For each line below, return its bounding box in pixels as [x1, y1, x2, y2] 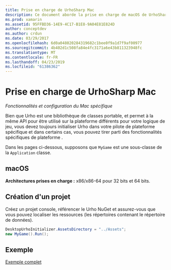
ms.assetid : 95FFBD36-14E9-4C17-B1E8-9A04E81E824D [5, 21, 115, 27]
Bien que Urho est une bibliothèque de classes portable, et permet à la [5, 113, 154, 119]
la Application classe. [5, 149, 52, 156]
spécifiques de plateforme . [5, 134, 63, 140]
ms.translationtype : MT [5, 50, 56, 55]
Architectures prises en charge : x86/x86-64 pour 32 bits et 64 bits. [5, 177, 151, 184]
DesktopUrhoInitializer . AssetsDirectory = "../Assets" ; [5, 227, 126, 232]
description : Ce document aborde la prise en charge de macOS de [5, 12, 147, 17]
